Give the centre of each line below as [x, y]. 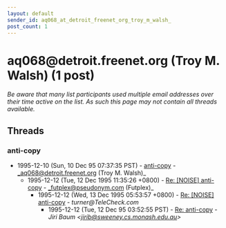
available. [21, 109]
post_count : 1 [28, 26]
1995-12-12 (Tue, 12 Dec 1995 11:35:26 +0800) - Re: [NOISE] [113, 180]
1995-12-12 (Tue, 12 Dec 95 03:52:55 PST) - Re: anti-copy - [133, 209]
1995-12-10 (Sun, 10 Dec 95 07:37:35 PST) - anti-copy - [96, 165]
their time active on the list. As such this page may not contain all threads [112, 102]
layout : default [30, 13]
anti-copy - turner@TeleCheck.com [88, 202]
